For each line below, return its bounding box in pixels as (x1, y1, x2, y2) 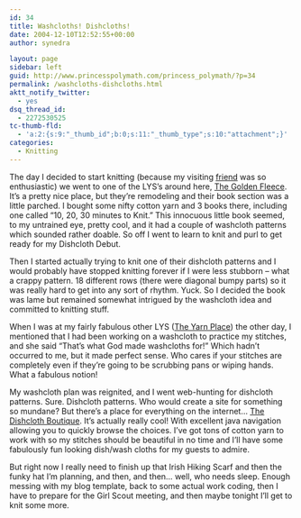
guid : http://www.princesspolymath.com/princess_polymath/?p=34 (9, 71, 256, 81)
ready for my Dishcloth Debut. (9, 238, 122, 249)
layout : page (9, 55, 59, 64)
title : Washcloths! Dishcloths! (9, 22, 131, 31)
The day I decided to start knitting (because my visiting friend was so (9, 171, 267, 182)
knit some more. (9, 499, 69, 510)
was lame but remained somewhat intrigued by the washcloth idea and (9, 294, 272, 304)
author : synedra (9, 38, 70, 48)
